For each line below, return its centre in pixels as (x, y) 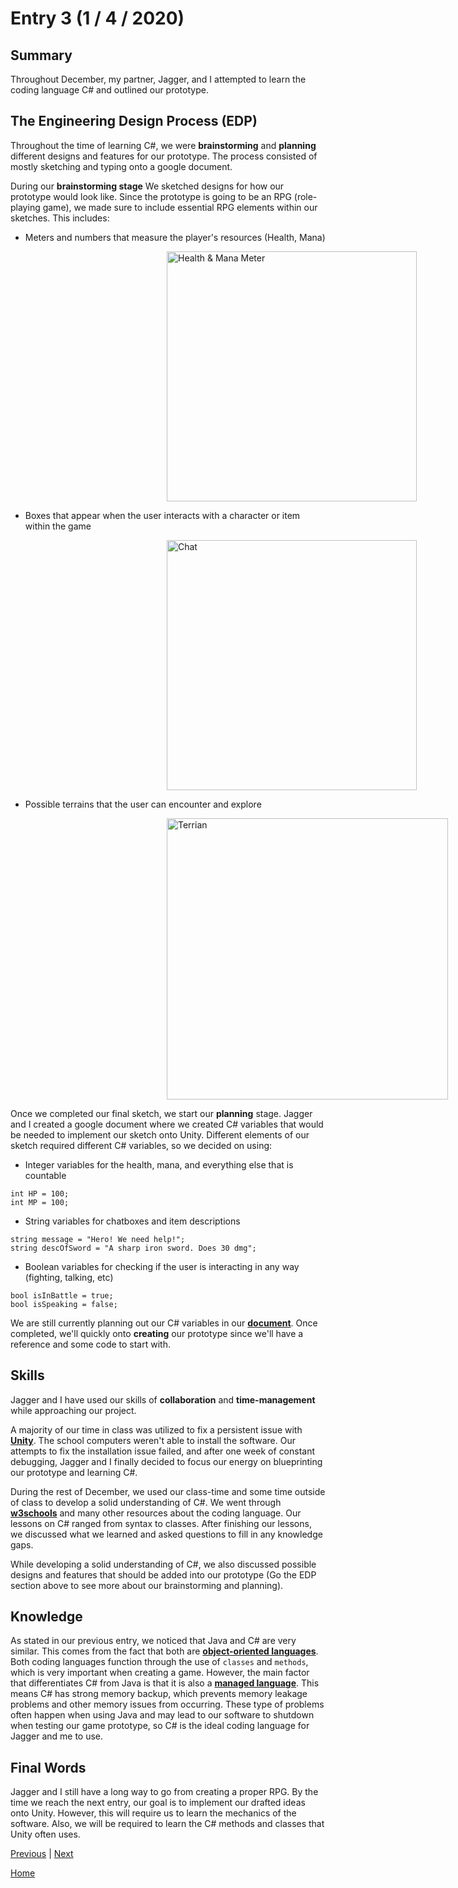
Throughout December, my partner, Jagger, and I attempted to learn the (158, 79)
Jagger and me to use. (57, 1736)
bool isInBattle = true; (62, 1295)
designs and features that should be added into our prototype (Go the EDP (163, 1574)
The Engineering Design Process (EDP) (134, 121)
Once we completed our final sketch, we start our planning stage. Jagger (161, 1113)
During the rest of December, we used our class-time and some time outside (168, 1491)
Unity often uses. (45, 1834)
